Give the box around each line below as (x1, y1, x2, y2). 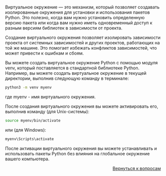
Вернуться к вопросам (112, 165, 161, 171)
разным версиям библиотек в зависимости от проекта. (5, 25, 123, 31)
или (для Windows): (5, 127, 46, 133)
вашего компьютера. (5, 156, 50, 162)
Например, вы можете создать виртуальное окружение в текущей (5, 70, 147, 76)
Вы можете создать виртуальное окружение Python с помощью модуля (5, 60, 158, 65)
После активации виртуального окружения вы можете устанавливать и (5, 145, 157, 151)
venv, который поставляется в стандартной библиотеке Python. (5, 65, 140, 71)
